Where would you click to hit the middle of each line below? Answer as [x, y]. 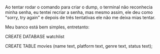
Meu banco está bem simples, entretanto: [47, 27]
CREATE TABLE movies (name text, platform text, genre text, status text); [79, 46]
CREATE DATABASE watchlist [35, 37]
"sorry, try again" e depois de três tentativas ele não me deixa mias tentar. [80, 17]
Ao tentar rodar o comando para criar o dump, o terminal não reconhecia [79, 7]
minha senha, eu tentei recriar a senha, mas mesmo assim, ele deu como [79, 12]
